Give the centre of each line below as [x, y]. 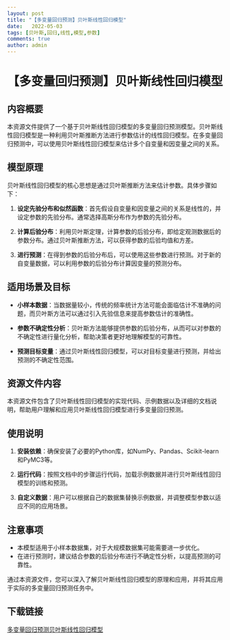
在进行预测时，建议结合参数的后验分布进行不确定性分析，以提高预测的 [116, 556]
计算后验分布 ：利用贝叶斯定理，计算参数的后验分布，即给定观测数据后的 [119, 231]
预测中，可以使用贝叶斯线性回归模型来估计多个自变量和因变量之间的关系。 [118, 144]
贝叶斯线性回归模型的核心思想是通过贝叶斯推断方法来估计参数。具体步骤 [109, 185]
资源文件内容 [34, 384]
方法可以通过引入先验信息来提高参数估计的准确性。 [125, 313]
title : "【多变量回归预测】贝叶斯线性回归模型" [67, 20]
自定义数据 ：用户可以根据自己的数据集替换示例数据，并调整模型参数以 [116, 497]
